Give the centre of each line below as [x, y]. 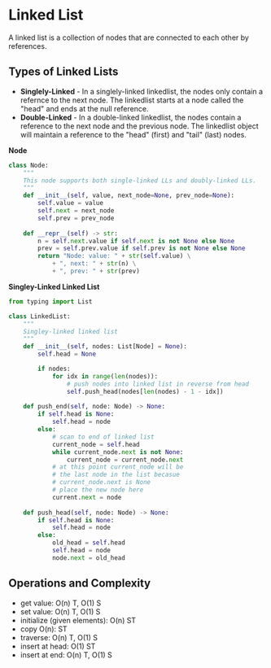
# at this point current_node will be [118, 467]
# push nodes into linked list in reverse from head [158, 384]
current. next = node [87, 497]
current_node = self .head [96, 444]
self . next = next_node [76, 211]
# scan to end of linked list [103, 437]
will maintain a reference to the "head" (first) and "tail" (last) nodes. [133, 134]
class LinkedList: [39, 316]
